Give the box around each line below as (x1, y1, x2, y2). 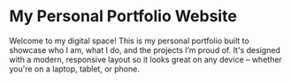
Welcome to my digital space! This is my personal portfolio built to (9, 35, 249, 46)
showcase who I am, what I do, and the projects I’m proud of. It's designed (9, 44, 281, 55)
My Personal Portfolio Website (9, 6, 237, 26)
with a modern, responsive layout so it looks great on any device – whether (9, 54, 283, 64)
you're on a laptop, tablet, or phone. (9, 64, 140, 74)
